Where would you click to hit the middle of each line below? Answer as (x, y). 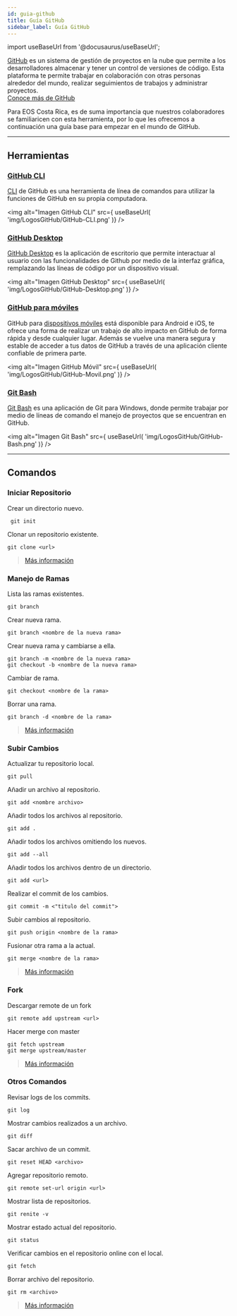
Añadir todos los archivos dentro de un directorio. (79, 867)
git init (23, 521)
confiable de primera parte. (47, 353)
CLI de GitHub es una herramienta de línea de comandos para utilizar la (111, 191)
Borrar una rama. (32, 704)
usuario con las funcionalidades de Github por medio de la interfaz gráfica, (116, 261)
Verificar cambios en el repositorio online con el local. (85, 1253)
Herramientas (38, 156)
